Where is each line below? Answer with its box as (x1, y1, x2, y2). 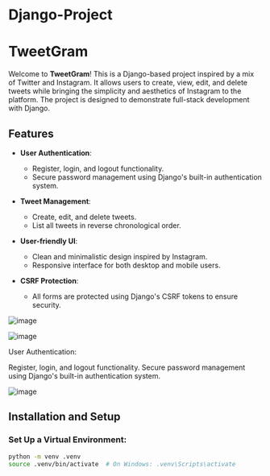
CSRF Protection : (19, 275, 79, 285)
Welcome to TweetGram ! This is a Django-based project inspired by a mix (8, 69, 255, 79)
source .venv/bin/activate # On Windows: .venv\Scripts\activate (8, 460, 236, 468)
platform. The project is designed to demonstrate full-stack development (8, 95, 250, 105)
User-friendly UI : (19, 236, 78, 246)
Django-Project (8, 6, 113, 24)
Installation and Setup (8, 410, 121, 424)
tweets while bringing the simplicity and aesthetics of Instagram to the (8, 86, 242, 96)
